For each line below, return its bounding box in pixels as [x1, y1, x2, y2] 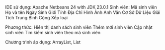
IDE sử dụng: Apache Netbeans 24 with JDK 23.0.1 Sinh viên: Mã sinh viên [5, 4, 157, 10]
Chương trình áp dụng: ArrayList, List [5, 39, 81, 45]
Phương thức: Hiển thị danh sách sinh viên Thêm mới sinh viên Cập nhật [5, 24, 153, 30]
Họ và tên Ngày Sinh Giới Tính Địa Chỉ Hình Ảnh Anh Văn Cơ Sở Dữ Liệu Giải [5, 9, 161, 15]
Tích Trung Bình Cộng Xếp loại [5, 15, 68, 20]
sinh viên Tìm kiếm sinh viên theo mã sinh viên [5, 30, 101, 35]
